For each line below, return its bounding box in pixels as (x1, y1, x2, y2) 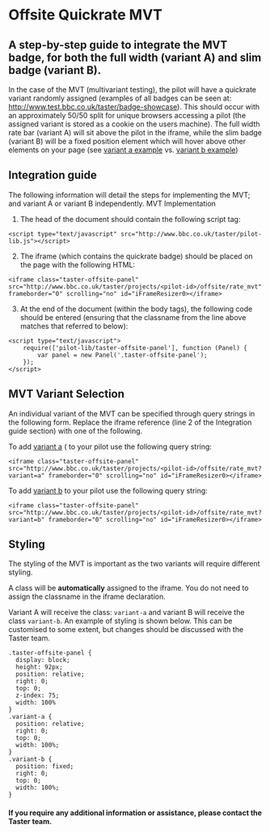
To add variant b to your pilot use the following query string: (8, 485, 208, 495)
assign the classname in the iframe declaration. (8, 592, 166, 601)
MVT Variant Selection (8, 387, 125, 401)
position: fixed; (15, 763, 74, 771)
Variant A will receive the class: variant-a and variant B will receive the (8, 608, 245, 617)
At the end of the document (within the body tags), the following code (19, 304, 253, 314)
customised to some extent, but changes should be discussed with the (8, 625, 244, 634)
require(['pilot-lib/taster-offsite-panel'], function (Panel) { (23, 344, 248, 352)
